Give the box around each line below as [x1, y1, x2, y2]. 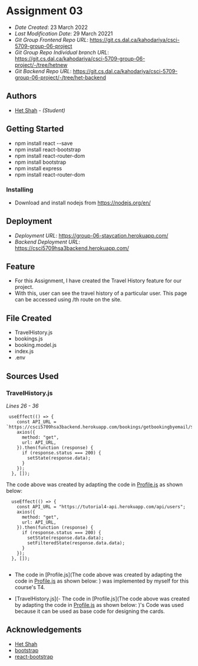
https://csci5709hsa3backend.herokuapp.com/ [14, 244, 130, 252]
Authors [6, 91, 37, 101]
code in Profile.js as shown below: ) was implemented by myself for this [14, 577, 189, 584]
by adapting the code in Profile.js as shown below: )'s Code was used [14, 601, 184, 608]
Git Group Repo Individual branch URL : [14, 48, 109, 56]
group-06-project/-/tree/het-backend [14, 74, 106, 81]
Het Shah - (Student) [14, 106, 66, 113]
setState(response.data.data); [27, 535, 104, 541]
